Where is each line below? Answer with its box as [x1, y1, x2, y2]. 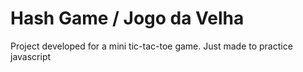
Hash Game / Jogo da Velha [10, 7, 245, 30]
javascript [10, 50, 52, 62]
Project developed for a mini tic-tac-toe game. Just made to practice [10, 40, 293, 52]
